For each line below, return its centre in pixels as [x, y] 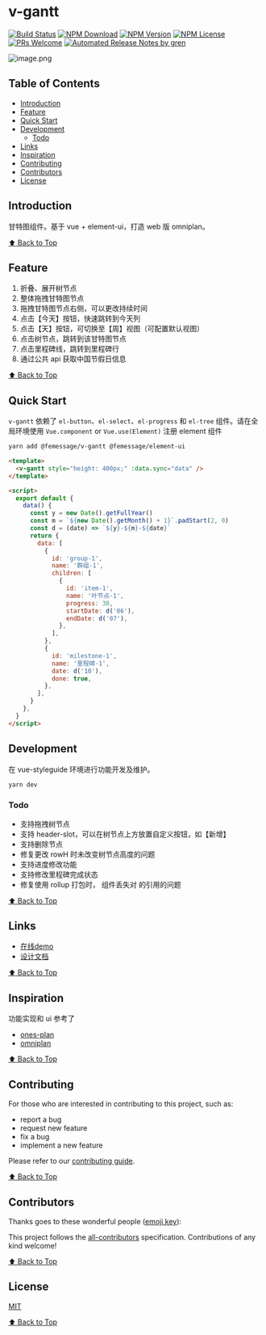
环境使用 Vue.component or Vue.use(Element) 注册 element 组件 [118, 432]
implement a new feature [61, 1145]
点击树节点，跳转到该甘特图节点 [73, 339]
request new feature [54, 1128]
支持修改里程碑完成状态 [59, 874]
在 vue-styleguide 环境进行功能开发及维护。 [81, 769]
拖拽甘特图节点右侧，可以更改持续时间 [83, 309]
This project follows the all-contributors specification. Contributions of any [132, 1237]
